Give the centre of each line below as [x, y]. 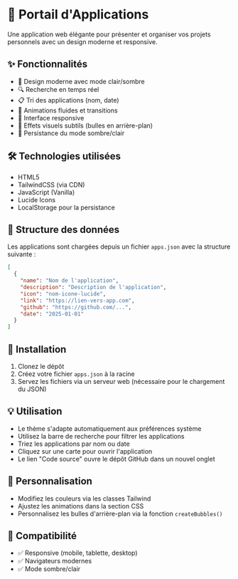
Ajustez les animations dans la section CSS [81, 506]
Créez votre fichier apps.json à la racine [76, 374]
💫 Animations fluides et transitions [68, 110]
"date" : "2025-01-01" [52, 314]
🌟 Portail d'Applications [78, 15]
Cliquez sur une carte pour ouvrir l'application [85, 451]
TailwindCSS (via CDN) [51, 184]
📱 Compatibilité [42, 536]
